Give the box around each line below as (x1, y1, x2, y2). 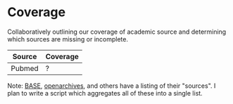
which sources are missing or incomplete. (7, 34, 129, 43)
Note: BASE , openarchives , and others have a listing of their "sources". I (7, 82, 216, 90)
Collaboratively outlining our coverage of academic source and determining (7, 27, 227, 36)
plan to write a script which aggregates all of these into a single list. (7, 89, 203, 97)
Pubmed (11, 63, 39, 73)
